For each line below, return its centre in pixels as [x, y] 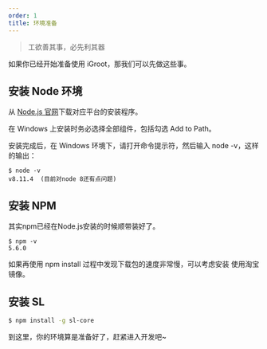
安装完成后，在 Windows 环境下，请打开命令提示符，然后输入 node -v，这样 [133, 146]
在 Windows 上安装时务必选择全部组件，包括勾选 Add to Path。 [112, 129]
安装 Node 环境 [45, 91]
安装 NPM [33, 205]
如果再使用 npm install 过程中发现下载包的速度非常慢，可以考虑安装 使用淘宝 [134, 265]
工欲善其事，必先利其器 [66, 47]
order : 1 [23, 16]
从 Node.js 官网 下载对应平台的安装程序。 [75, 112]
